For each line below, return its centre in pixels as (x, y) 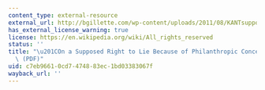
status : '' (26, 45)
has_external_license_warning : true (68, 30)
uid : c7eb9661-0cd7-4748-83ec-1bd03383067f (81, 67)
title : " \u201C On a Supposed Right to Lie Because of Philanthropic (123, 52)
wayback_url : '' (35, 74)
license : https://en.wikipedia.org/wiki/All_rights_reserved (111, 37)
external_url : (32, 23)
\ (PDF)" (30, 59)
